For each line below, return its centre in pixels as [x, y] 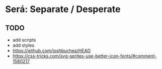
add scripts [24, 40]
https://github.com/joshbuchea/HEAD [52, 51]
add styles [23, 45]
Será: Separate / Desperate [63, 9]
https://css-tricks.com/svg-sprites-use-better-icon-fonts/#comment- [85, 56]
